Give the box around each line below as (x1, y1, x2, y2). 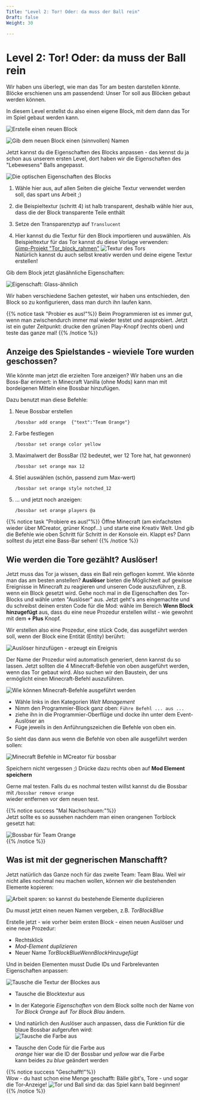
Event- (177, 711, 193, 718)
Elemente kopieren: (6, 883, 54, 891)
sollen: (6, 741, 23, 748)
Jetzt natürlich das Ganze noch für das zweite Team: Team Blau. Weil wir (6, 871, 186, 878)
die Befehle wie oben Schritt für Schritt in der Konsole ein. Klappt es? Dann (6, 531, 190, 538)
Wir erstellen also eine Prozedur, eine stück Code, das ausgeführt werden (6, 626, 188, 633)
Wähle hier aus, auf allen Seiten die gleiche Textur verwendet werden (14, 185, 186, 192)
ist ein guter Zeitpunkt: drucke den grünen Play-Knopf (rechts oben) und (6, 323, 184, 330)
